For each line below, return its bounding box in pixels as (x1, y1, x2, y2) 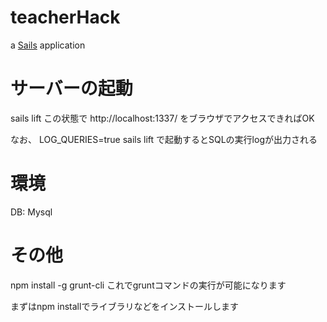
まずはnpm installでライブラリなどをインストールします (10, 300, 240, 312)
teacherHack (10, 6, 121, 29)
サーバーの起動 (10, 77, 133, 100)
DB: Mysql (10, 206, 53, 218)
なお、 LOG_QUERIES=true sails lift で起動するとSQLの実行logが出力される (10, 133, 318, 145)
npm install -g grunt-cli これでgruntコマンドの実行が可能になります (10, 279, 287, 291)
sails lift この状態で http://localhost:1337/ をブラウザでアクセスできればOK (10, 112, 315, 124)
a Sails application (10, 39, 86, 51)
